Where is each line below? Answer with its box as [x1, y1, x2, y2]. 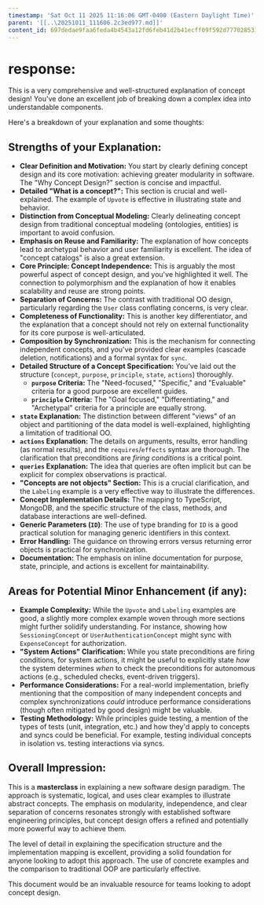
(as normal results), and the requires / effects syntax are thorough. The [19, 445, 250, 454]
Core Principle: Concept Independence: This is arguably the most [19, 261, 236, 271]
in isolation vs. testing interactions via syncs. [19, 739, 165, 748]
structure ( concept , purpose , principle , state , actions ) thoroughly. [19, 370, 234, 379]
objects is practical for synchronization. [19, 545, 148, 554]
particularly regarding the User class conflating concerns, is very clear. [19, 303, 249, 312]
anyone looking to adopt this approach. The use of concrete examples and [8, 856, 250, 865]
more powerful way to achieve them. [8, 823, 127, 833]
